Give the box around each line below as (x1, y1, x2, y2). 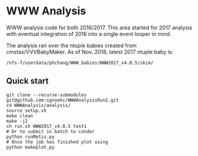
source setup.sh (6, 108, 47, 114)
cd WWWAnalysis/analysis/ (6, 102, 71, 108)
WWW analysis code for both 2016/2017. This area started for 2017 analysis (6, 24, 193, 31)
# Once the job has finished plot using (6, 139, 109, 145)
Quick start (6, 76, 49, 86)
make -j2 (6, 118, 28, 124)
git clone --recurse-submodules (6, 91, 87, 98)
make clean (6, 112, 33, 119)
